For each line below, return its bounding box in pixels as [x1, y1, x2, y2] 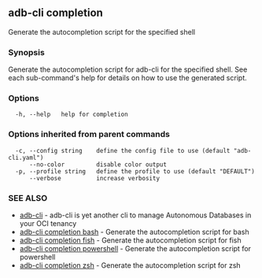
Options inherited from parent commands [8, 129, 171, 140]
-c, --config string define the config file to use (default [15, 146, 231, 154]
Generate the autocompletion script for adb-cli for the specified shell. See [8, 65, 248, 74]
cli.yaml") [8, 154, 44, 161]
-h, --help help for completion [15, 110, 128, 119]
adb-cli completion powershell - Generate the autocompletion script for [19, 244, 252, 253]
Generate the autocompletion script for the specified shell [8, 27, 195, 36]
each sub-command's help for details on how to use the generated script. [8, 73, 247, 83]
